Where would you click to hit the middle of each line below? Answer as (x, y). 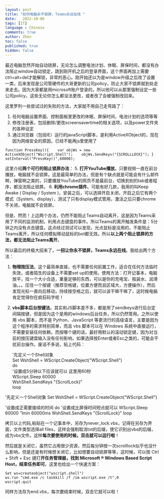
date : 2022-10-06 (25, 19)
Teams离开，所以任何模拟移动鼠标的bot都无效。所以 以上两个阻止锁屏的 (77, 234)
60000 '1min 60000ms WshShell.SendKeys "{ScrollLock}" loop (69, 413)
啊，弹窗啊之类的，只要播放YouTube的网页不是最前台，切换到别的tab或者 (79, 180)
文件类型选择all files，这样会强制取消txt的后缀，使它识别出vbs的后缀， (85, 429)
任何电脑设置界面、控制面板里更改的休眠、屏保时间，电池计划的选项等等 (85, 116)
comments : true (20, 32)
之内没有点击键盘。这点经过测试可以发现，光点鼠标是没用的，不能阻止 (80, 227)
